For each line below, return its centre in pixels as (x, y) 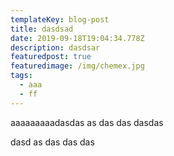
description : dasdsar (55, 47)
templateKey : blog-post (60, 19)
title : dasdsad (42, 29)
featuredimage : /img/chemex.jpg (77, 66)
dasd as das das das (52, 142)
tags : (21, 76)
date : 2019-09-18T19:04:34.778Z (77, 38)
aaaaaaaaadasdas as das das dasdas (87, 122)
